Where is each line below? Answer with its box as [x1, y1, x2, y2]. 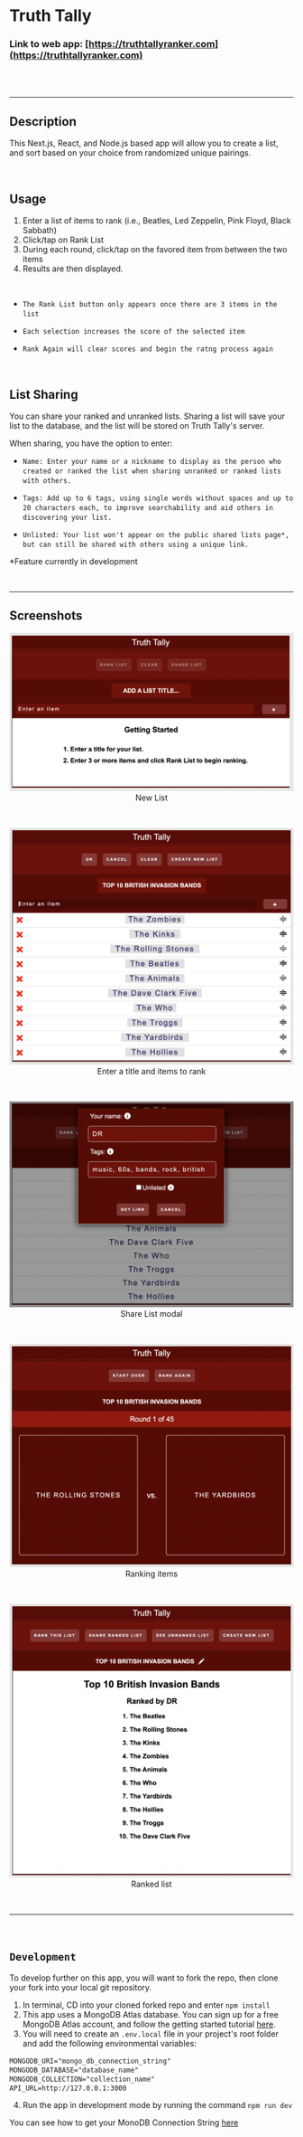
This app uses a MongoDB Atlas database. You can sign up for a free [22, 2009, 280, 2020]
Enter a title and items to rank [96, 1065, 207, 1076]
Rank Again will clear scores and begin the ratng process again [22, 345, 273, 354]
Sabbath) [22, 225, 57, 236]
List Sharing [9, 386, 78, 402]
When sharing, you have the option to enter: [9, 438, 173, 449]
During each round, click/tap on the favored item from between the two [22, 244, 288, 255]
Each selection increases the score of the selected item [22, 327, 245, 336]
